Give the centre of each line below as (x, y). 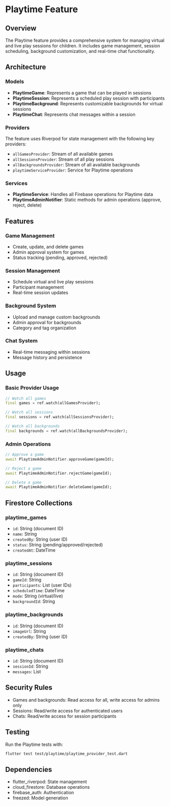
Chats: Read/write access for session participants (64, 716)
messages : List (27, 671)
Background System (31, 306)
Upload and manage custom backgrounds (56, 317)
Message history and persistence (47, 357)
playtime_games (26, 517)
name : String (25, 534)
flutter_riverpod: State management (50, 782)
